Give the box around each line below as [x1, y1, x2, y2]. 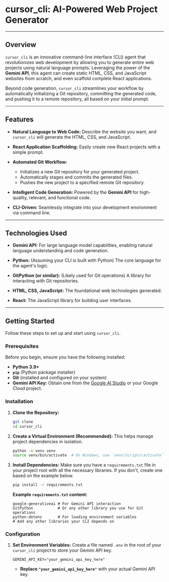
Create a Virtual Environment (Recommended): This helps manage [12, 433, 153, 439]
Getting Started [5, 317, 55, 325]
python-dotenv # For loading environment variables [12, 514, 137, 520]
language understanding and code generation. [12, 248, 109, 254]
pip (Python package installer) [12, 369, 75, 375]
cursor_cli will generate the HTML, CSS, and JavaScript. [12, 134, 131, 140]
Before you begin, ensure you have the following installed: [5, 354, 126, 360]
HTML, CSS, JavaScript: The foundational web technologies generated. [12, 287, 162, 294]
